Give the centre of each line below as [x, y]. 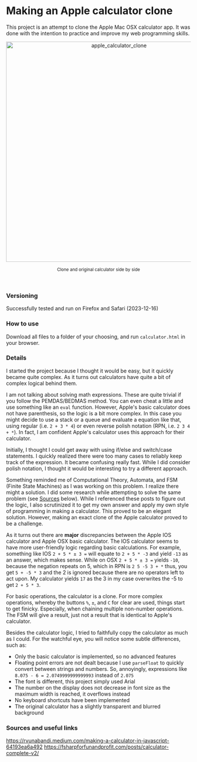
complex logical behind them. [42, 383]
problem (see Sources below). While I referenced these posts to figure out [96, 498]
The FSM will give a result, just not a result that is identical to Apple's [89, 615]
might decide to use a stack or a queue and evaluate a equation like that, [94, 419]
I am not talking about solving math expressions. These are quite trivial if [94, 394]
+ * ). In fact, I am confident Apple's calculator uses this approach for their [95, 432]
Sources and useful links [42, 728]
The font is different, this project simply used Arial [75, 681]
